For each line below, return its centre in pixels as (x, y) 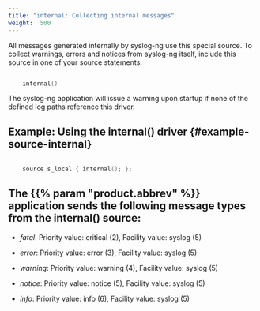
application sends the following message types (127, 206)
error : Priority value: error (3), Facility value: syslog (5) (108, 253)
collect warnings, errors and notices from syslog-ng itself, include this (122, 54)
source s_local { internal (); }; (77, 169)
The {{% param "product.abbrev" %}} (104, 194)
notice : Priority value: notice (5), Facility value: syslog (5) (112, 283)
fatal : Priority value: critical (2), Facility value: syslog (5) (111, 237)
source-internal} (50, 144)
